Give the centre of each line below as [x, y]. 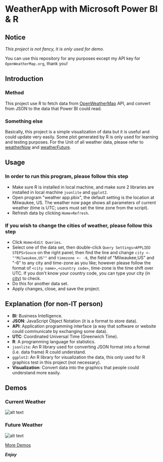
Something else [24, 121]
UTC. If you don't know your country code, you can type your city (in [81, 273]
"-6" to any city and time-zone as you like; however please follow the [81, 263]
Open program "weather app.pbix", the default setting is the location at [83, 197]
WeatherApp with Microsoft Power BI [81, 9]
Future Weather [24, 425]
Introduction [24, 79]
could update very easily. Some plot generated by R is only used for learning [82, 137]
